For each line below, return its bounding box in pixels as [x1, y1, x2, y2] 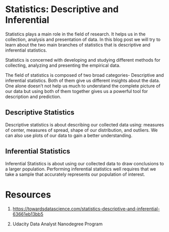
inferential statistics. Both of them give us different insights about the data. [5, 77, 160, 83]
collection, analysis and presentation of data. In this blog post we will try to [5, 36, 161, 42]
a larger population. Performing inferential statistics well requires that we [5, 166, 156, 172]
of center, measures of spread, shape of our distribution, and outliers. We [5, 127, 158, 133]
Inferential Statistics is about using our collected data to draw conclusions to [5, 160, 164, 166]
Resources [5, 189, 51, 200]
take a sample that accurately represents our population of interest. [5, 171, 145, 177]
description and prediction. [5, 94, 62, 100]
